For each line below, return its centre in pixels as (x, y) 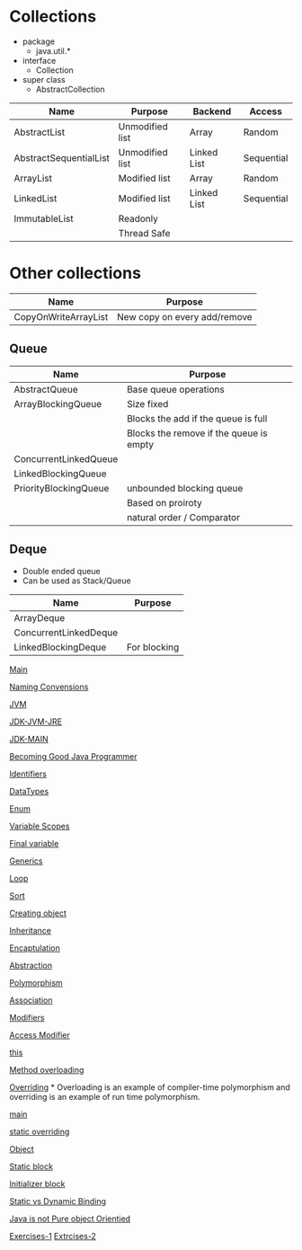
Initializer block (37, 1184)
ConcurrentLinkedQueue (66, 458)
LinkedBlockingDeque (60, 647)
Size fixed (148, 403)
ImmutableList (44, 218)
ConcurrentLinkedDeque (66, 633)
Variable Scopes (40, 826)
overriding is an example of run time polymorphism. (105, 1096)
